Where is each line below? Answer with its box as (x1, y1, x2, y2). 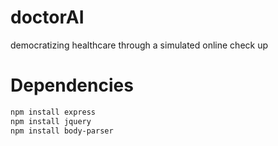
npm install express (10, 107, 97, 117)
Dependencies (10, 74, 134, 97)
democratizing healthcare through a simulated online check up (10, 39, 269, 51)
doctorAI (10, 6, 85, 29)
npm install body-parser (10, 126, 114, 136)
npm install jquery (10, 116, 92, 126)
